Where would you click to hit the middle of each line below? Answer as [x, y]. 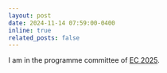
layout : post [30, 15]
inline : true [30, 30]
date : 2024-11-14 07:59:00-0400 [62, 23]
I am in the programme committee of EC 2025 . [84, 60]
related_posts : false [44, 38]
